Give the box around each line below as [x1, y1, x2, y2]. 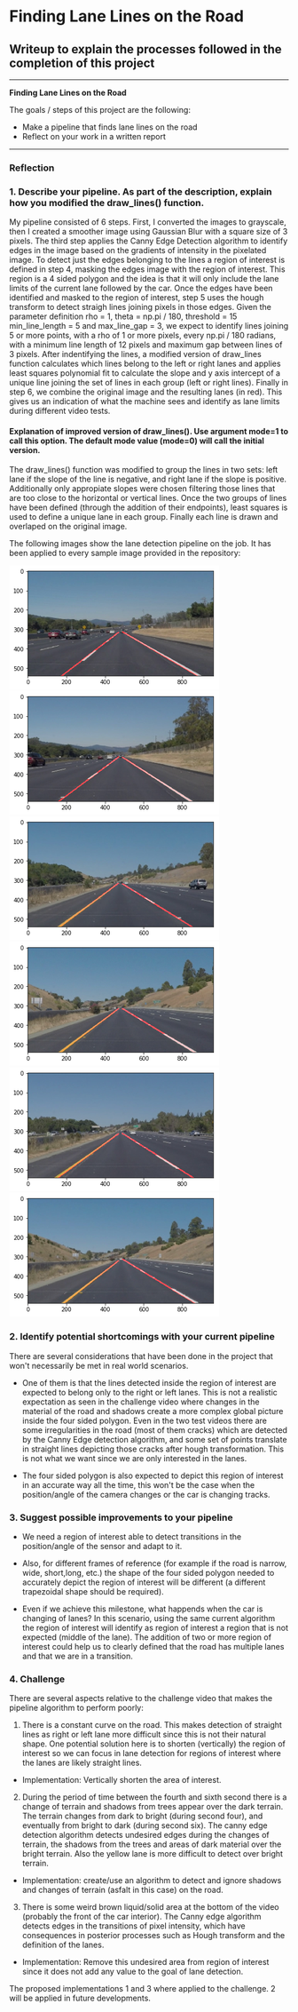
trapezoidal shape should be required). [21, 1587, 164, 1597]
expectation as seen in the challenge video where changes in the [21, 1396, 260, 1407]
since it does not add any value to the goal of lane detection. [21, 1966, 244, 1977]
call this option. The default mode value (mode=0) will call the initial [9, 435, 264, 446]
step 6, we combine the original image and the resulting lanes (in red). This [9, 386, 283, 397]
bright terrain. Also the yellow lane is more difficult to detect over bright [21, 1849, 284, 1859]
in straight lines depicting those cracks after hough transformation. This [21, 1443, 285, 1454]
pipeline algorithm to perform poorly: [9, 1703, 145, 1714]
